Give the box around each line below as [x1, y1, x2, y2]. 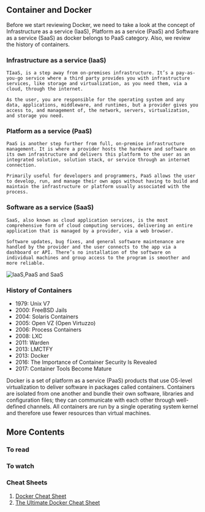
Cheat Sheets [6, 478, 48, 487]
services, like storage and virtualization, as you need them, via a [6, 81, 188, 87]
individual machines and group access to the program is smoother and [6, 254, 190, 261]
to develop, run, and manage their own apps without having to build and [6, 178, 199, 184]
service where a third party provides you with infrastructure [25, 75, 190, 81]
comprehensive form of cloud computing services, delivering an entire [6, 222, 193, 228]
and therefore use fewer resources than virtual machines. [6, 410, 151, 416]
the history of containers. [6, 40, 70, 48]
